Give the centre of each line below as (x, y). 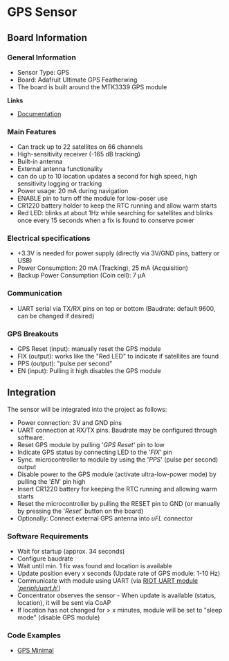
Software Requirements (48, 536)
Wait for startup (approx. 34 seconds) (71, 552)
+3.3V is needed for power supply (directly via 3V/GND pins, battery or (118, 253)
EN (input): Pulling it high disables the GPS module (89, 371)
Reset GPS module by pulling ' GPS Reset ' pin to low (91, 444)
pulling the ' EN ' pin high (51, 481)
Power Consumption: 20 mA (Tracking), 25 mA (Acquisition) (103, 268)
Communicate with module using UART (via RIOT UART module (108, 581)
